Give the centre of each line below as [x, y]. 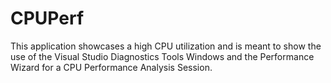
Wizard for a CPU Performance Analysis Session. [111, 67]
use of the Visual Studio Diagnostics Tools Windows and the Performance [162, 56]
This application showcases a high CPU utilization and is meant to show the [166, 46]
